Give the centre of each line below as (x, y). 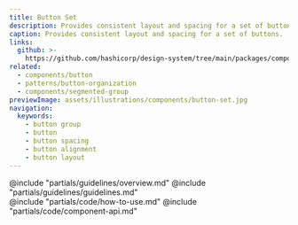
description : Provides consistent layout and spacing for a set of (137, 26)
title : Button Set (43, 17)
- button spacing (57, 141)
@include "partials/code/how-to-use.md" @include (103, 201)
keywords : (35, 116)
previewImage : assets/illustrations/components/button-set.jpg (129, 100)
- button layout (55, 157)
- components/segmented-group (73, 91)
